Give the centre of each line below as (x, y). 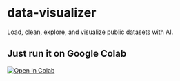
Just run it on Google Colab (67, 54)
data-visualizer (52, 13)
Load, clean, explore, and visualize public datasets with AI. (90, 32)
